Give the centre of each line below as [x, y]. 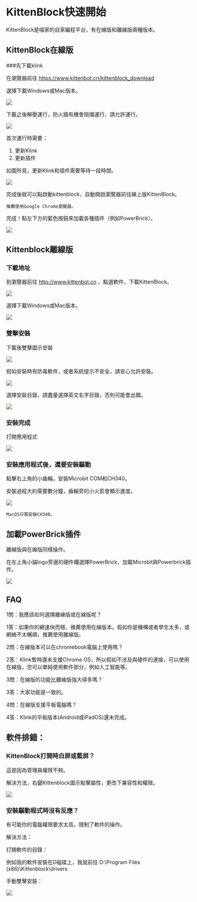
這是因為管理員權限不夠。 [37, 770]
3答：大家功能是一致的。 [36, 692]
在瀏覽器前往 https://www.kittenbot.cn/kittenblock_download [80, 78]
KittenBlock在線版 [40, 50]
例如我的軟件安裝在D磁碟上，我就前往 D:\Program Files [73, 862]
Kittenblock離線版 [40, 250]
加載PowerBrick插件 [43, 534]
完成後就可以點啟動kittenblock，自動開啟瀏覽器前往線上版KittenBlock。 [93, 194]
